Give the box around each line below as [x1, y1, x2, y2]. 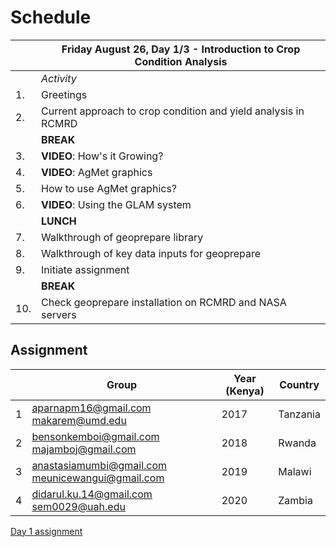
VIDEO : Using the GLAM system [41, 197, 192, 211]
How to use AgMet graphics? [41, 181, 178, 195]
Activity [41, 71, 77, 85]
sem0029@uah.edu [31, 499, 126, 513]
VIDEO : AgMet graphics [41, 165, 153, 179]
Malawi [278, 464, 312, 478]
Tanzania [278, 407, 321, 421]
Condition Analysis [134, 54, 228, 68]
